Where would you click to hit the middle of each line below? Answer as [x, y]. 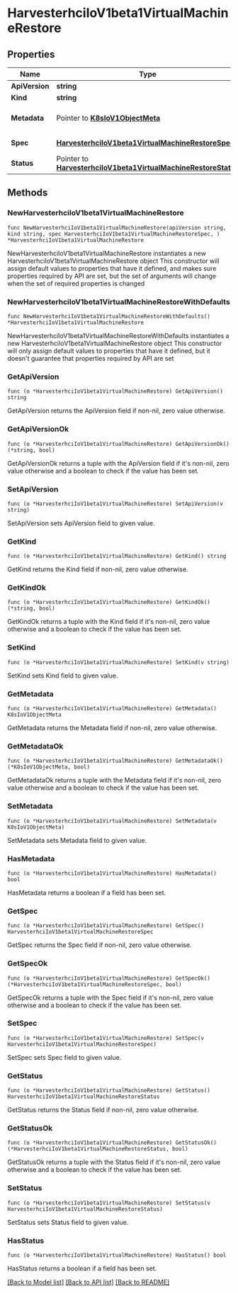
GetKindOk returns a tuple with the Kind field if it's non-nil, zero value [109, 622]
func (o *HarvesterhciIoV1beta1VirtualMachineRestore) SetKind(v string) [119, 662]
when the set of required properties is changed [76, 283]
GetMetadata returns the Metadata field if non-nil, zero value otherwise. [112, 728]
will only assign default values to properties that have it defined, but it [109, 351]
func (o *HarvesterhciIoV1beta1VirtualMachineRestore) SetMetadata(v [112, 821]
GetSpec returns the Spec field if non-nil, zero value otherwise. [100, 945]
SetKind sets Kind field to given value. [63, 676]
